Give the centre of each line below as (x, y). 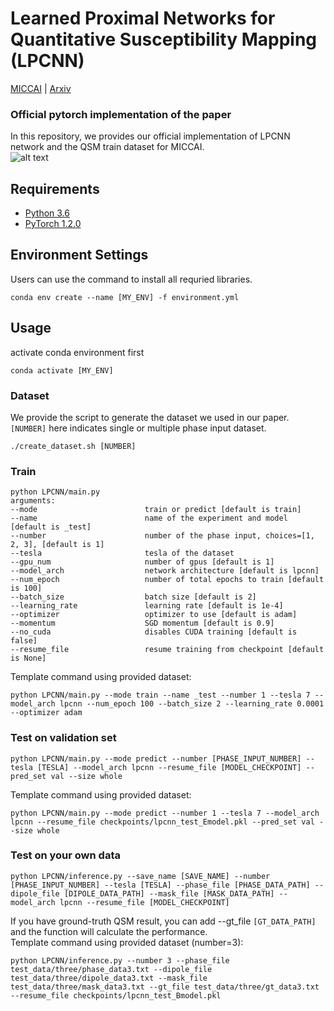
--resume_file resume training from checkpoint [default (167, 650)
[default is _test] (51, 527)
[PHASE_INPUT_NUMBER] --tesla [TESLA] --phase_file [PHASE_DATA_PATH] (160, 885)
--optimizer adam (46, 713)
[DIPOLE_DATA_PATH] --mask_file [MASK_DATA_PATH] (169, 893)
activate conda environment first (77, 352)
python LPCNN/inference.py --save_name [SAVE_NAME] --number (140, 876)
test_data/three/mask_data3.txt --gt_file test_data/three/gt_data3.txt (165, 987)
